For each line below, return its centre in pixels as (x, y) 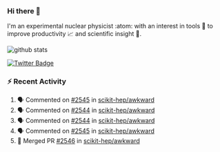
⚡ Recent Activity (37, 82)
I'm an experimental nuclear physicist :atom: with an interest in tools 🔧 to (110, 26)
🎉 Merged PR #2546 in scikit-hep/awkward (78, 140)
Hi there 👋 (24, 11)
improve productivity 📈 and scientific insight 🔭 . (74, 34)
